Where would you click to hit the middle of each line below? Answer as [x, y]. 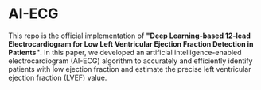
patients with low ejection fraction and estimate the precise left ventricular [130, 69]
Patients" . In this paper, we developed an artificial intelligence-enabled [125, 52]
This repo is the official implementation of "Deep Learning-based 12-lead [129, 36]
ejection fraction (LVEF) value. [58, 77]
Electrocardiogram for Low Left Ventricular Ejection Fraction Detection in [131, 43]
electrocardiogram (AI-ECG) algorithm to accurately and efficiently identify [130, 61]
